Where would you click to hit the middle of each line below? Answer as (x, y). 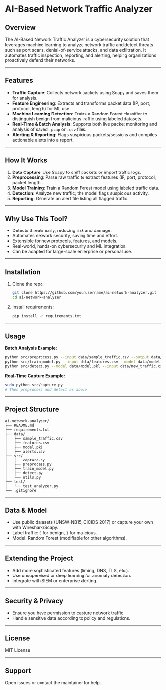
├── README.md (20, 425)
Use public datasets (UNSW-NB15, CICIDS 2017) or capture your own (83, 522)
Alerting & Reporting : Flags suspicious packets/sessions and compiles (84, 134)
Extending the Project (39, 558)
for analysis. (25, 98)
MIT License (18, 650)
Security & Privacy (34, 601)
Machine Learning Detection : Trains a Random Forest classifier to (80, 114)
